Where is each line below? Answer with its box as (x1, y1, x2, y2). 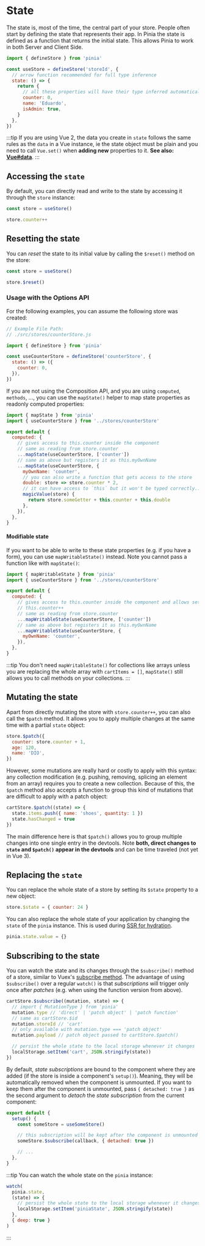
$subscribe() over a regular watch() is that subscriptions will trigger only (6, 980, 189, 987)
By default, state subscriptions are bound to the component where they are (6, 1065, 196, 1073)
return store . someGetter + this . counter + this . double (28, 497, 171, 503)
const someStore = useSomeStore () (17, 1121, 105, 1128)
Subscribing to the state (6, 950, 100, 961)
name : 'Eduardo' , (22, 100, 67, 107)
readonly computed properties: (6, 400, 85, 407)
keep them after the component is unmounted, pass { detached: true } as (6, 1085, 195, 1092)
